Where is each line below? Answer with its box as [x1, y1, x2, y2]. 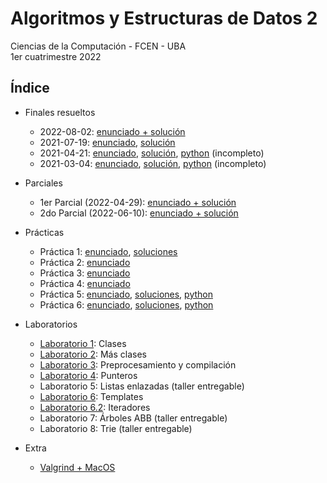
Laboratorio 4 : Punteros [39, 369, 138, 381]
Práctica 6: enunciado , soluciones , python [39, 298, 214, 311]
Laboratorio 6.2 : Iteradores [39, 401, 151, 413]
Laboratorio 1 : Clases [39, 337, 127, 349]
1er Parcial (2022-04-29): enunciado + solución [39, 196, 237, 208]
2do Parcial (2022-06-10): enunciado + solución [39, 207, 239, 219]
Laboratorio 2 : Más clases [39, 348, 147, 360]
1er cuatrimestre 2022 [10, 50, 102, 62]
